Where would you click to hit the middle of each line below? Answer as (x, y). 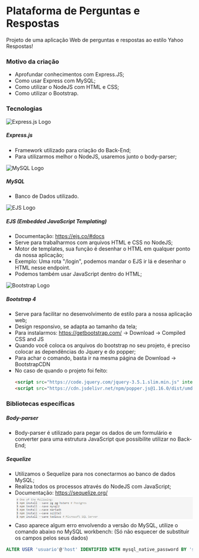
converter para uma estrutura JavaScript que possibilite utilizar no (95, 439)
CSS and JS (29, 339)
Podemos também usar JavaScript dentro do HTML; (78, 274)
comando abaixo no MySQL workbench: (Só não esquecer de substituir (102, 531)
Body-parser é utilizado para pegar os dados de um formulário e (93, 433)
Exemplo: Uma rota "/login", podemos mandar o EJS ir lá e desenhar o (100, 261)
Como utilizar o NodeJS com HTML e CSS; (67, 87)
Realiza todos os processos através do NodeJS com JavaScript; (93, 486)
